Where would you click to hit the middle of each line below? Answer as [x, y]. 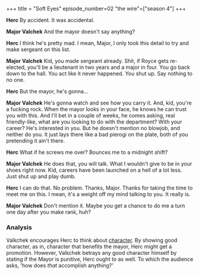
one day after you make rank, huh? [49, 212]
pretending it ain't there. [36, 141]
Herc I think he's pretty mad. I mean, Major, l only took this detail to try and [97, 43]
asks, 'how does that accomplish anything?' [60, 265]
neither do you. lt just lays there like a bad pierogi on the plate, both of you [97, 134]
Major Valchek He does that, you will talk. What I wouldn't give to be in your [99, 164]
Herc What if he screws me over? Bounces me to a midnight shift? [87, 152]
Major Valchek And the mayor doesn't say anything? [71, 31]
